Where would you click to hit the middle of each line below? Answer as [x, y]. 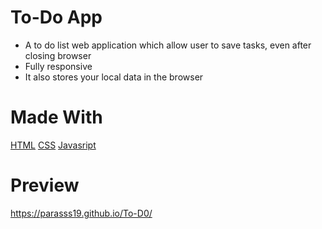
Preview [45, 185]
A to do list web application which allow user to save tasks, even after [168, 45]
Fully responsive [58, 66]
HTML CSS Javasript [53, 145]
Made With [56, 117]
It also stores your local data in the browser [114, 77]
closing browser [58, 55]
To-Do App [56, 17]
